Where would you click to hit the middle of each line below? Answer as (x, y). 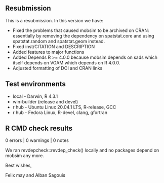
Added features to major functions (48, 52)
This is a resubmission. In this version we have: (54, 20)
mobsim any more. (25, 156)
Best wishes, (18, 166)
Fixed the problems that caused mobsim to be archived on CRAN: (81, 30)
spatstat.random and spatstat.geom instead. (59, 41)
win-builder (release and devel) (45, 101)
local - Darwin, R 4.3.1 (35, 96)
